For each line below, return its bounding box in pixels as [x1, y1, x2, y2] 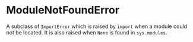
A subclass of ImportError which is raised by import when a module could [6, 23, 188, 30]
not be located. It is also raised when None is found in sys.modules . [6, 29, 167, 36]
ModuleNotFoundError [6, 3, 120, 17]
